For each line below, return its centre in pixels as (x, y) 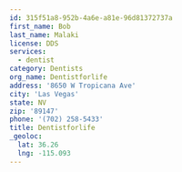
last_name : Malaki (44, 35)
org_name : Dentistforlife (58, 77)
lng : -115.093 (44, 153)
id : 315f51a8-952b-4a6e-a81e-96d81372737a (91, 18)
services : (28, 52)
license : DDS (34, 43)
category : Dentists (46, 69)
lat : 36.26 (38, 145)
